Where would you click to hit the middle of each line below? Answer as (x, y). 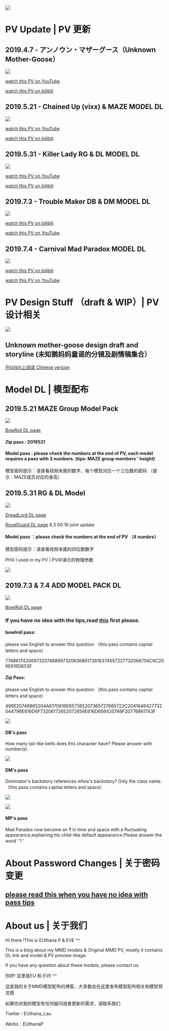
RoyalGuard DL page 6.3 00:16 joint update (50, 525)
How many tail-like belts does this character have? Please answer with (79, 744)
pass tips (20, 903)
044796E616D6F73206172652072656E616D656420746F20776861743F (80, 711)
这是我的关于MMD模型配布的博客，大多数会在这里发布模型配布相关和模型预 (84, 986)
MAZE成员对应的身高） (38, 477)
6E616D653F (19, 666)
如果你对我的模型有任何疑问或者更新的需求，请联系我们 (63, 1004)
